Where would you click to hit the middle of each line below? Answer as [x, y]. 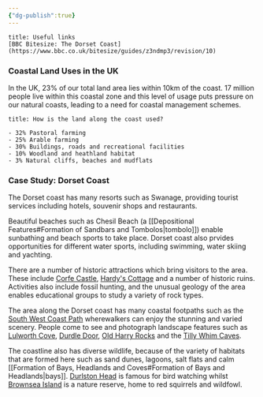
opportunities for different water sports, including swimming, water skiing [127, 246]
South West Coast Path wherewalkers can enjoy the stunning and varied [125, 319]
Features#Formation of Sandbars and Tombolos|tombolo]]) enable [116, 230]
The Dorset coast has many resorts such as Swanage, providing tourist [123, 197]
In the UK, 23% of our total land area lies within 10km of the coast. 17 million [131, 88]
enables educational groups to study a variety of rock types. [106, 295]
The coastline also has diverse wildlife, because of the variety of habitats [127, 351]
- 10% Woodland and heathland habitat [72, 154]
